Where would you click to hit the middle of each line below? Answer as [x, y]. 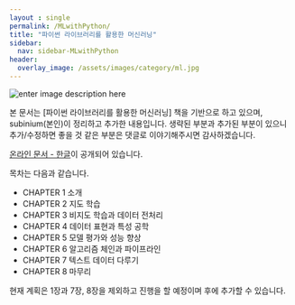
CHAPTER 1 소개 [52, 192]
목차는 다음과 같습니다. [49, 173]
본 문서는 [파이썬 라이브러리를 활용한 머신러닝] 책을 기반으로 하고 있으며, [136, 112]
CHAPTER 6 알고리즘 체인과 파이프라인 [92, 248]
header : [24, 60]
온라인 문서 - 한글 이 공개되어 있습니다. [76, 153]
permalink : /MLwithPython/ [60, 26]
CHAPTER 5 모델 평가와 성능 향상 [82, 237]
